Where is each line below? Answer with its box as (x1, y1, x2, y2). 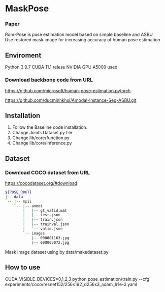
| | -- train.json (23, 217, 63, 222)
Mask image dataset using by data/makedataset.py (5, 249, 109, 255)
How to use (5, 263, 40, 271)
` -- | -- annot (14, 204, 43, 208)
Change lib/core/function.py (12, 135, 70, 141)
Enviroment (5, 51, 42, 59)
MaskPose (5, 3, 49, 14)
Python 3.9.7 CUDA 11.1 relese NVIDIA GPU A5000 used (5, 64, 118, 70)
